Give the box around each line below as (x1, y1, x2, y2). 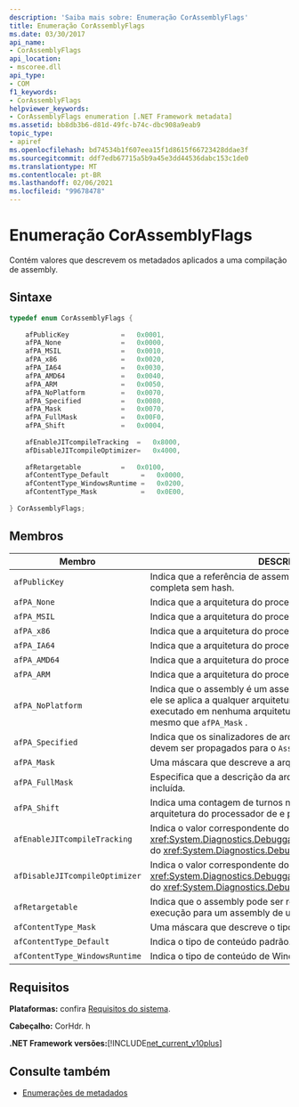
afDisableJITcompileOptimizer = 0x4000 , (25, 446, 181, 455)
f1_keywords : (9, 87, 58, 96)
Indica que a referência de (149, 570, 260, 582)
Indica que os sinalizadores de (149, 730, 278, 743)
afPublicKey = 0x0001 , (25, 330, 166, 339)
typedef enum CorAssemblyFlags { (9, 313, 133, 322)
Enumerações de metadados (21, 1087, 128, 1098)
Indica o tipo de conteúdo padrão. (149, 935, 292, 948)
